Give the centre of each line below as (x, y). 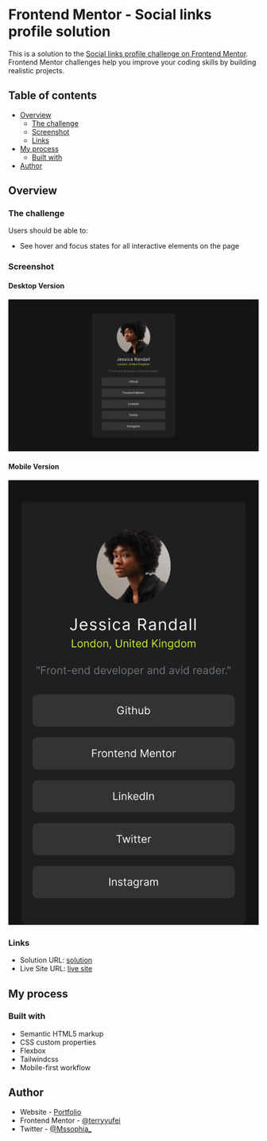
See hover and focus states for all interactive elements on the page (130, 246)
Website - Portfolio (50, 1112)
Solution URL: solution (56, 960)
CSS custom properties (58, 1042)
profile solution (60, 31)
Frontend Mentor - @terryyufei (70, 1120)
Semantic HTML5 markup (62, 1033)
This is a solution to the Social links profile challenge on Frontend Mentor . (128, 53)
